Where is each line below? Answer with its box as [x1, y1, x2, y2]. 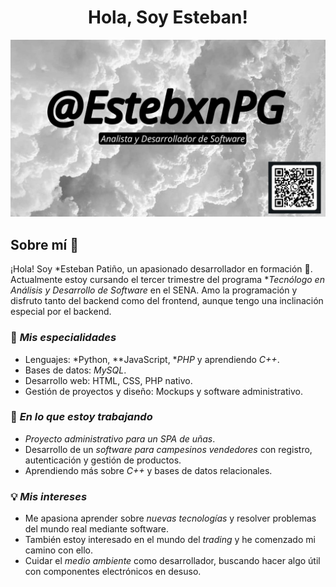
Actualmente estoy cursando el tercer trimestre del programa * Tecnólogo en [10, 274, 325, 286]
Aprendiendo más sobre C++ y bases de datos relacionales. [24, 464, 273, 476]
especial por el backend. [10, 306, 112, 318]
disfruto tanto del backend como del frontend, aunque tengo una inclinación [10, 295, 324, 307]
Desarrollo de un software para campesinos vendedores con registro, [24, 443, 313, 455]
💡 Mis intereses [10, 489, 88, 503]
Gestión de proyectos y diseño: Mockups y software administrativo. [24, 385, 303, 397]
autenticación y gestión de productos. [24, 454, 182, 466]
